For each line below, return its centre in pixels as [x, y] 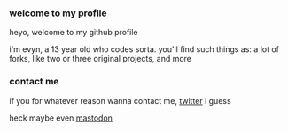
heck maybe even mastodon [61, 118]
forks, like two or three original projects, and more [101, 59]
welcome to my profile [58, 13]
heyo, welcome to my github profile [74, 33]
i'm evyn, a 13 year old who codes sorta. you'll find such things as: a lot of [144, 49]
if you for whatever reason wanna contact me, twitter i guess [121, 100]
